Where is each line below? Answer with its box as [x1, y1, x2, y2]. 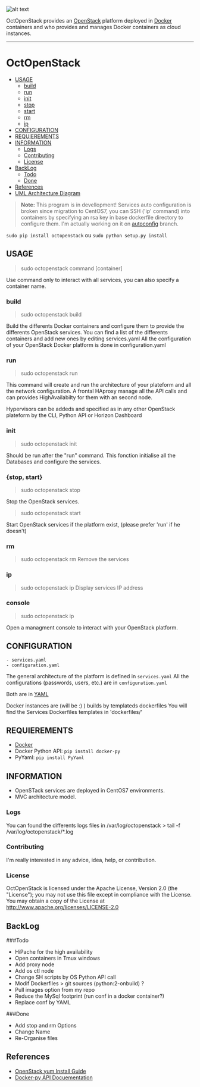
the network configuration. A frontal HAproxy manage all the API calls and [6, 387, 187, 395]
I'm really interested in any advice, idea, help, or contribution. [6, 856, 157, 863]
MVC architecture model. [14, 793, 76, 800]
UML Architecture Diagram [14, 189, 81, 196]
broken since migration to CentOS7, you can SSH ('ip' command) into [20, 207, 190, 214]
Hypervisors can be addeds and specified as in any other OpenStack [6, 405, 176, 413]
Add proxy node [14, 961, 55, 968]
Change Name [14, 1028, 51, 1035]
